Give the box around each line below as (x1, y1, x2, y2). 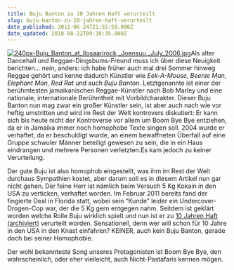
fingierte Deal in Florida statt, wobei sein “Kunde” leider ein (7, 197, 178, 205)
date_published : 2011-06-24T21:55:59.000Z (7, 23, 134, 30)
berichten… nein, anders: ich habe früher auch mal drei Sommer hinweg (7, 64, 216, 72)
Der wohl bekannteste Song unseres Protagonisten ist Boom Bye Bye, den (7, 248, 221, 256)
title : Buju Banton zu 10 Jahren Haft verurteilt (7, 10, 156, 18)
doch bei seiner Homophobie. (7, 234, 93, 243)
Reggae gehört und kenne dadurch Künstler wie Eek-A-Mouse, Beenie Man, (7, 72, 227, 80)
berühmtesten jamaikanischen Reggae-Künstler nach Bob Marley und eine (7, 86, 223, 95)
